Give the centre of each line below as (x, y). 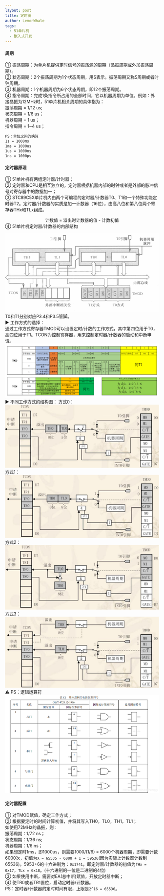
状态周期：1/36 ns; (24, 840)
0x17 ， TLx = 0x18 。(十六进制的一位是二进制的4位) (55, 871)
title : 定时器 (18, 15)
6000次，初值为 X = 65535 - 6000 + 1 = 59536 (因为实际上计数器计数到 (76, 858)
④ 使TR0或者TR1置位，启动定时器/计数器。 (49, 883)
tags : (10, 26)
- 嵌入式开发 (21, 36)
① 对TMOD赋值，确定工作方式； (39, 815)
